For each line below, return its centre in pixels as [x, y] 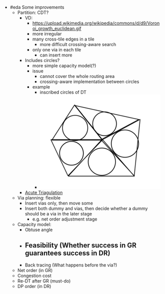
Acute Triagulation [44, 192]
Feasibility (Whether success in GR [80, 245]
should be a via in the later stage [58, 213]
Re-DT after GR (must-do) [44, 281]
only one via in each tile [57, 50]
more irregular [47, 34]
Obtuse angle [39, 229]
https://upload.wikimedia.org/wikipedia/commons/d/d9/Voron [96, 23]
